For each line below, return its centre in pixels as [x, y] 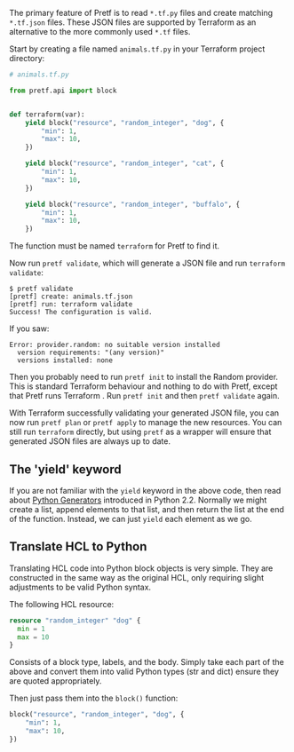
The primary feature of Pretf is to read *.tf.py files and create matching [141, 13]
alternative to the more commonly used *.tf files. [100, 32]
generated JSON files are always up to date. [90, 441]
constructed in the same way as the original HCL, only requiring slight [137, 577]
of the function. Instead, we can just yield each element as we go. [131, 518]
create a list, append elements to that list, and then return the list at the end [147, 509]
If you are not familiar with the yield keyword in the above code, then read [145, 490]
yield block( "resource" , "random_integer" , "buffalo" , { [133, 204]
